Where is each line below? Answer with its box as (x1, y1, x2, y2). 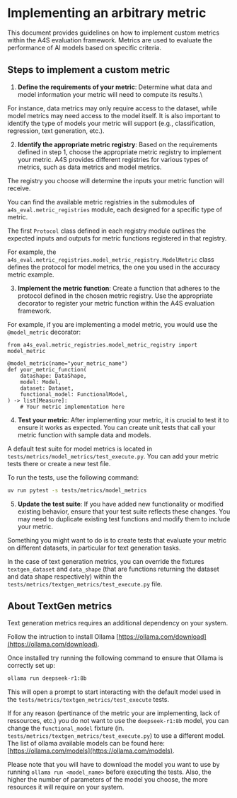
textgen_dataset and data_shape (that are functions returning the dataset (7, 565, 219, 573)
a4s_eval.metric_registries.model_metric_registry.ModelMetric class (7, 255, 214, 263)
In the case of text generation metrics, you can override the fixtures (7, 557, 204, 565)
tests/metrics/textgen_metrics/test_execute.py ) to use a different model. (7, 731, 225, 740)
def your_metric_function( (7, 366, 87, 373)
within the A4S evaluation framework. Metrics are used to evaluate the (7, 35, 213, 44)
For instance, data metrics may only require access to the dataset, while (7, 104, 217, 112)
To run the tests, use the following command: (7, 473, 139, 482)
